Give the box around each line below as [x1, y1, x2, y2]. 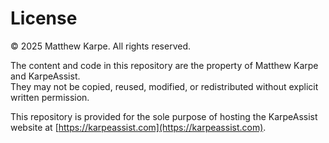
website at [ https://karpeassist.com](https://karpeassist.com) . [10, 121, 267, 133]
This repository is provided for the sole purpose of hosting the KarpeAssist [10, 110, 318, 122]
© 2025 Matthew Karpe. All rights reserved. [10, 40, 192, 52]
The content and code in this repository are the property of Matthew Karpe [10, 59, 319, 71]
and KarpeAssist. [10, 70, 81, 82]
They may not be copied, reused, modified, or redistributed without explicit [10, 80, 319, 92]
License [10, 7, 78, 30]
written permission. [10, 91, 90, 103]
